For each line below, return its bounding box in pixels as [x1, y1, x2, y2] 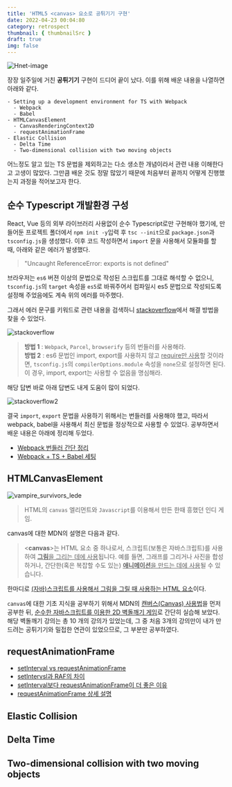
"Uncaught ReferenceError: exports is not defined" [24, 259, 170, 267]
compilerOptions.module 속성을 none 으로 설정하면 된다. [75, 359, 226, 368]
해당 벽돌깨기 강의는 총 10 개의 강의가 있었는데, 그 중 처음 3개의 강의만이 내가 [7, 616, 215, 625]
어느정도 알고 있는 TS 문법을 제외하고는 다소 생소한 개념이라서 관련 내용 [7, 160, 199, 168]
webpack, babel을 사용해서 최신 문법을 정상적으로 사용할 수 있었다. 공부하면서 [7, 420, 220, 428]
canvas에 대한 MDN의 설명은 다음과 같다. [7, 529, 120, 537]
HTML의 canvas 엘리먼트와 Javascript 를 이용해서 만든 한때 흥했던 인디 [24, 505, 217, 514]
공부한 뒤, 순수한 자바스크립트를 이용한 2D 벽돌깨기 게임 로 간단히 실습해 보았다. [7, 608, 220, 616]
